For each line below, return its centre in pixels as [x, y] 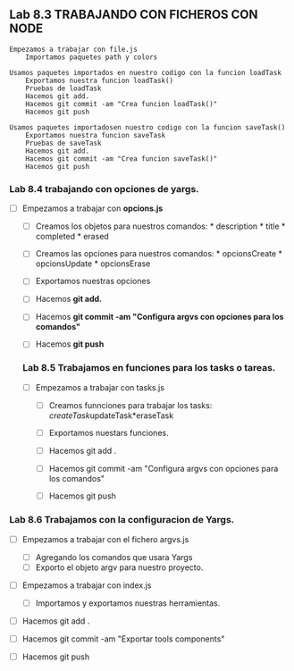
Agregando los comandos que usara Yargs [114, 557]
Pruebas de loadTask [63, 88]
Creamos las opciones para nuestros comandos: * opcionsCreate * [159, 254]
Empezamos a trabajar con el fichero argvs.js [105, 539]
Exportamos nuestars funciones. [109, 432]
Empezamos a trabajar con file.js [74, 49]
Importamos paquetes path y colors [92, 57]
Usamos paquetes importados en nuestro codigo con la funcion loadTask [145, 72]
